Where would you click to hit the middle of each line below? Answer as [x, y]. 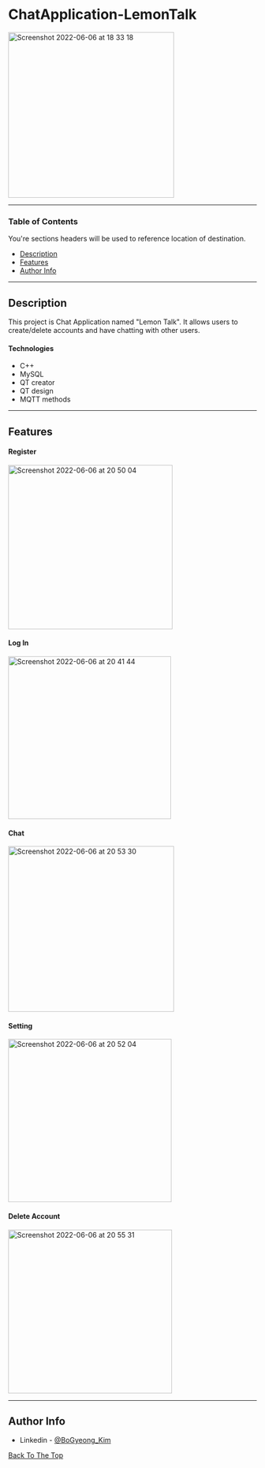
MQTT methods [45, 399]
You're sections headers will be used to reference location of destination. [127, 239]
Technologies [31, 348]
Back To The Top [36, 1455]
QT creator [37, 383]
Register [22, 452]
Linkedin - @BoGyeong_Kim [65, 1440]
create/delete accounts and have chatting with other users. [104, 331]
